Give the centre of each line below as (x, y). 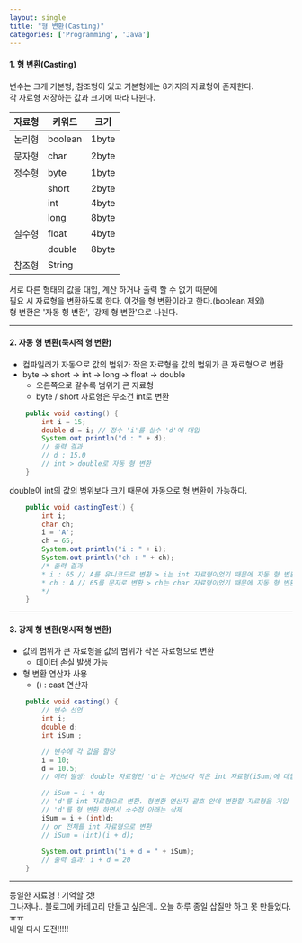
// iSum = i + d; (74, 793)
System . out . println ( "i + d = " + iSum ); (118, 852)
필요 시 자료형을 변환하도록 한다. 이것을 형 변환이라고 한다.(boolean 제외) (137, 300)
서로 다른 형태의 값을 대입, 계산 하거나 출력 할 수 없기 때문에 (113, 289)
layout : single (38, 18)
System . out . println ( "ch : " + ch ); (108, 558)
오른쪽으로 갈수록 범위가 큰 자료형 (95, 385)
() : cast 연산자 (62, 685)
